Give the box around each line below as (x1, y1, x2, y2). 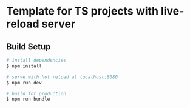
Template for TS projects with (6, 4, 159, 18)
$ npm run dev (6, 79, 42, 86)
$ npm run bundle (6, 96, 50, 103)
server (41, 17, 76, 31)
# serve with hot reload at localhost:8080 (6, 74, 118, 80)
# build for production (6, 90, 67, 96)
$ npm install (6, 62, 42, 69)
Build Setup (6, 41, 51, 52)
